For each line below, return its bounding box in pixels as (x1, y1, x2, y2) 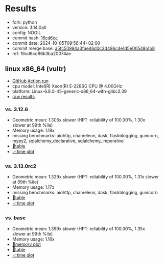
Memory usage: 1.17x (12, 184, 55, 190)
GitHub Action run (12, 78, 49, 84)
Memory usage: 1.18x (12, 127, 55, 133)
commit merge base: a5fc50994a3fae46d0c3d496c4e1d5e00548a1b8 (12, 45, 155, 51)
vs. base (5, 214, 26, 221)
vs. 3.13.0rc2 (5, 163, 37, 170)
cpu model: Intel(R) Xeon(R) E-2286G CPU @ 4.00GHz (12, 83, 122, 89)
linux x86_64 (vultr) (5, 65, 66, 73)
